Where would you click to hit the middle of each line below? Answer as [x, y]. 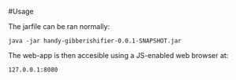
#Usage [21, 11]
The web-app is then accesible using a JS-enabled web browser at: [118, 55]
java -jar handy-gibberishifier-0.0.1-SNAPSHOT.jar [95, 41]
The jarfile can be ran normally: [59, 26]
